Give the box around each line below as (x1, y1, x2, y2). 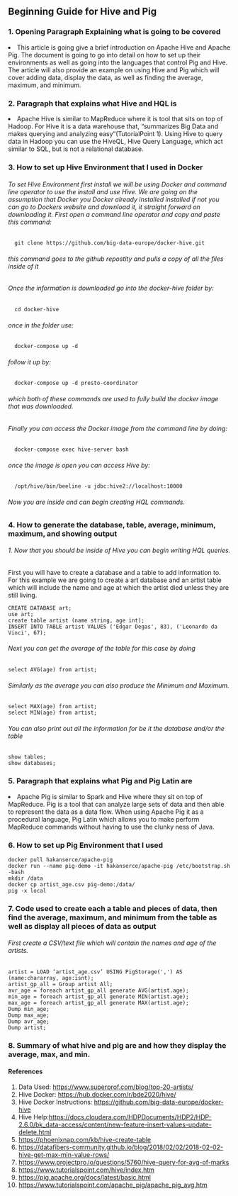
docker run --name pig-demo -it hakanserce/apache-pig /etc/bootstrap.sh (8, 862, 231, 869)
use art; (8, 610, 34, 617)
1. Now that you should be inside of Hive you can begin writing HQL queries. (8, 546, 231, 555)
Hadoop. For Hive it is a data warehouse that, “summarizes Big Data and (8, 122, 219, 130)
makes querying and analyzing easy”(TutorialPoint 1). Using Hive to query (8, 129, 223, 138)
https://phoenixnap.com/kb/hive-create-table (18, 1136, 152, 1144)
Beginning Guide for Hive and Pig (8, 6, 157, 18)
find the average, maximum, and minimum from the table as (8, 912, 217, 922)
